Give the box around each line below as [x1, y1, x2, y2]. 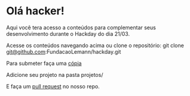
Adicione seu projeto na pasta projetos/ [6, 71, 103, 78]
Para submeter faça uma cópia [6, 60, 82, 67]
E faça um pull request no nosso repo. [6, 82, 100, 90]
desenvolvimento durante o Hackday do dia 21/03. [6, 30, 130, 37]
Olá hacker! [6, 4, 65, 18]
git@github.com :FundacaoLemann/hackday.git [6, 48, 121, 55]
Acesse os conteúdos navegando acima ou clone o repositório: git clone [6, 42, 184, 49]
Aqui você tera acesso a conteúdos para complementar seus [6, 24, 157, 31]
